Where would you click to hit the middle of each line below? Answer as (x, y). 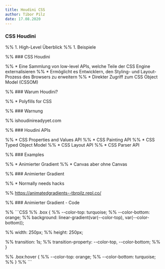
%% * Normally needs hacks (35, 183)
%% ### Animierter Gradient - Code (42, 202)
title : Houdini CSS (25, 10)
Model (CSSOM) (22, 82)
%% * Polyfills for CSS (28, 101)
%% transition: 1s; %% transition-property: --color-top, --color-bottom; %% (83, 242)
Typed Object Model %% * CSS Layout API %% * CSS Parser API (72, 145)
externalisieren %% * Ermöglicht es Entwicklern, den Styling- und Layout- (81, 71)
